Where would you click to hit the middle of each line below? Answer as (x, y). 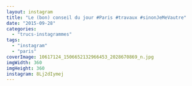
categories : (21, 29)
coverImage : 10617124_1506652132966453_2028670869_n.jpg (80, 57)
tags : (13, 40)
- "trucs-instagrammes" (42, 35)
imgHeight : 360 (26, 68)
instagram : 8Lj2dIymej (35, 74)
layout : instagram (30, 12)
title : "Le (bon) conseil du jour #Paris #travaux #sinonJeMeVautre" (97, 18)
